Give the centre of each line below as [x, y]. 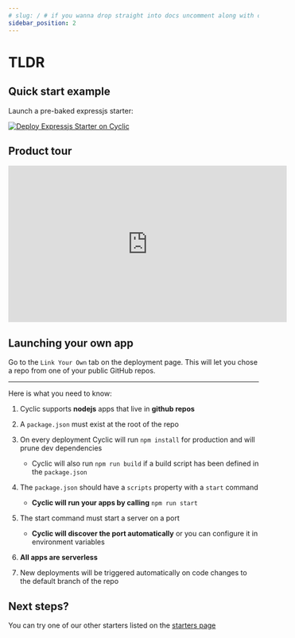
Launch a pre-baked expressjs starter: [71, 110]
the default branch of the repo [69, 582]
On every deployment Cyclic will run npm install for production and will [138, 440]
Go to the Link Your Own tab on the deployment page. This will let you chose [133, 362]
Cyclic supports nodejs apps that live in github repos [107, 409]
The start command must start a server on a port [100, 518]
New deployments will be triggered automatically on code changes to [134, 573]
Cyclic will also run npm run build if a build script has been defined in [145, 464]
